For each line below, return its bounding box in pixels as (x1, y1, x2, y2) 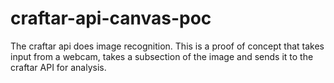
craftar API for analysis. (10, 61, 107, 73)
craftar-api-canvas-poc (10, 7, 212, 30)
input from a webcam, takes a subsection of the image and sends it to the (10, 50, 314, 62)
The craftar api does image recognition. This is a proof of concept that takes (10, 40, 325, 52)
